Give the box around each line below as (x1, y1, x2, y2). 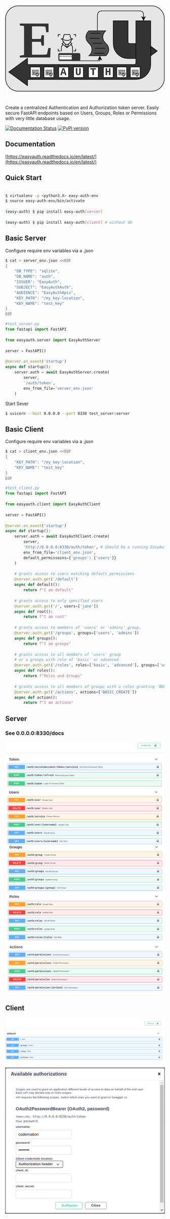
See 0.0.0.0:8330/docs (5, 730, 64, 737)
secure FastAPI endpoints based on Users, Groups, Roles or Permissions (5, 110, 157, 116)
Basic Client (5, 425, 44, 433)
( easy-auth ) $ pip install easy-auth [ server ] (5, 209, 103, 214)
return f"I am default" (23, 588, 73, 593)
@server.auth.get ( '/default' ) (14, 577, 78, 582)
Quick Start (5, 173, 42, 182)
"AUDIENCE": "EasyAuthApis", (14, 290, 76, 295)
